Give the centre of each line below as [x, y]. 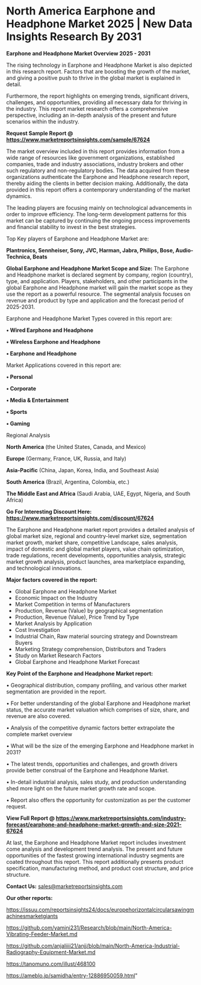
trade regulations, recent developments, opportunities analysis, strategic [96, 555]
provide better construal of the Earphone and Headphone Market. [88, 770]
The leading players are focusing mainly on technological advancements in [99, 208]
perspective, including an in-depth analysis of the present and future [91, 115]
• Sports [17, 411]
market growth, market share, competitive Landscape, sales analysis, [92, 542]
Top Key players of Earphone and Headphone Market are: [78, 239]
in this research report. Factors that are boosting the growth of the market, [98, 71]
